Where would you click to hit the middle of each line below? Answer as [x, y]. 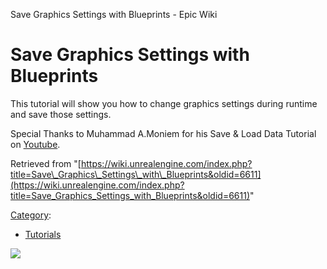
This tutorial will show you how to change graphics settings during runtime [164, 103]
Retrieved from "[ [46, 163]
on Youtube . [35, 144]
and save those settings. [61, 114]
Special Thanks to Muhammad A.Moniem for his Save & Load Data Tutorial [163, 133]
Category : [31, 215]
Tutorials [43, 234]
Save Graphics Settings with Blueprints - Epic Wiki [114, 14]
